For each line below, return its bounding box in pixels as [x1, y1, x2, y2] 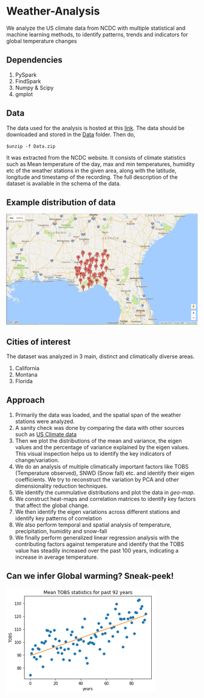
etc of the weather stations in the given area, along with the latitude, [6, 167, 177, 174]
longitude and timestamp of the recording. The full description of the [6, 173, 178, 181]
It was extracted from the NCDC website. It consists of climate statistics [6, 154, 186, 161]
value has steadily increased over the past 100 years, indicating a [15, 547, 179, 554]
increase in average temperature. [15, 553, 98, 561]
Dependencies [6, 55, 63, 65]
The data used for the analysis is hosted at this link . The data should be [6, 124, 185, 131]
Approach [6, 395, 45, 406]
